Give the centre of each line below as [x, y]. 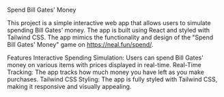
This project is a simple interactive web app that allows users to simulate [109, 23]
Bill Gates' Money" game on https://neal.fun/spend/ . [80, 44]
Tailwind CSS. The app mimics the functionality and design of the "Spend [110, 37]
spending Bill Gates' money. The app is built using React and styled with [109, 30]
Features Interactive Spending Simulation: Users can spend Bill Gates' [105, 58]
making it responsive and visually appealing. [69, 86]
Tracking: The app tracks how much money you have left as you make [106, 72]
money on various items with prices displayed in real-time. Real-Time [104, 65]
